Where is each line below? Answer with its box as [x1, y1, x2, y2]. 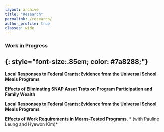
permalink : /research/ [5, 16, 52, 21]
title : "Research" [5, 12, 43, 17]
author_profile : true [5, 21, 50, 26]
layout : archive [5, 7, 39, 12]
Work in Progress [5, 42, 48, 49]
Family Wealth [5, 91, 36, 97]
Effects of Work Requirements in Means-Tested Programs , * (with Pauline [5, 116, 159, 122]
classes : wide [5, 26, 35, 31]
